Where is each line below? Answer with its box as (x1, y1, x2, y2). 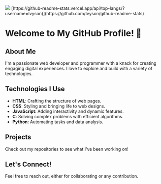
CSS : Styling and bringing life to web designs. (12, 103, 105, 109)
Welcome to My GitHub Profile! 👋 (5, 28, 142, 39)
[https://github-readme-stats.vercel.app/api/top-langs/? (11, 5, 125, 11)
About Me (5, 47, 36, 55)
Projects (5, 133, 32, 141)
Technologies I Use (5, 85, 65, 93)
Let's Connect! (5, 160, 52, 169)
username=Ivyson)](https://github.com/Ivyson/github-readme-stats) (5, 11, 144, 16)
